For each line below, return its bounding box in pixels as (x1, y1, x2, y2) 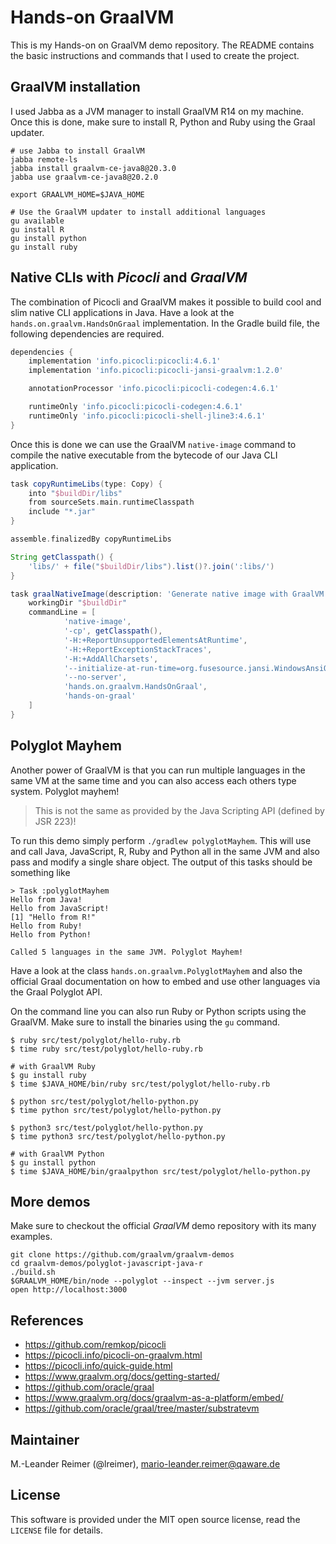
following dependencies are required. (10, 327, 165, 340)
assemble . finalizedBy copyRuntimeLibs (10, 534, 172, 545)
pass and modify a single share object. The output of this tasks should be (10, 856, 313, 868)
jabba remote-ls (10, 154, 78, 165)
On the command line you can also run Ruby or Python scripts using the (10, 1005, 307, 1017)
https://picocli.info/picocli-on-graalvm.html (24, 1349, 203, 1361)
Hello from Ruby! (10, 921, 83, 931)
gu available (10, 216, 65, 226)
